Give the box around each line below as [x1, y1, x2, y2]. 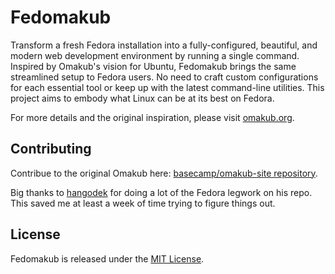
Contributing [10, 141, 92, 158]
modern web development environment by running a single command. [10, 49, 300, 61]
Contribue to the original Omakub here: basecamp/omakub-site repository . [10, 167, 318, 179]
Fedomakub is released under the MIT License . [10, 252, 205, 265]
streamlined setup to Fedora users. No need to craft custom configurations [10, 71, 319, 83]
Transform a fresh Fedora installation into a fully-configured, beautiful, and [10, 39, 318, 51]
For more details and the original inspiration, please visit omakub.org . [10, 111, 295, 123]
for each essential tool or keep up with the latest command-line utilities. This [10, 81, 325, 93]
